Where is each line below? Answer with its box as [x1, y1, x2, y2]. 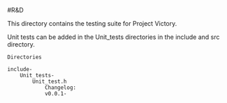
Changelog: [44, 84, 77, 91]
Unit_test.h [32, 78, 68, 85]
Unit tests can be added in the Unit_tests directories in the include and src [7, 33, 220, 41]
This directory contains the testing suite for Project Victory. [7, 19, 177, 27]
